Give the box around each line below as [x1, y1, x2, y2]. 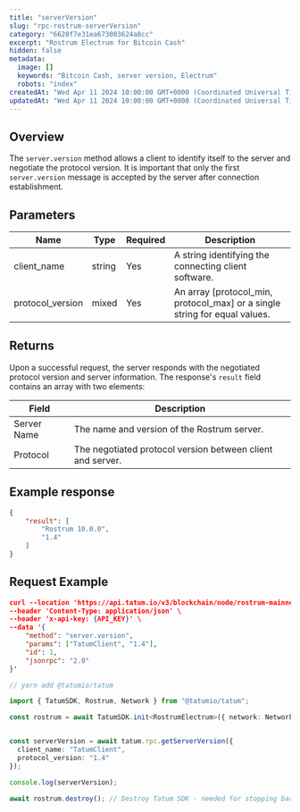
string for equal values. [173, 308, 271, 320]
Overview [9, 129, 65, 144]
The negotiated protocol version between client [74, 443, 273, 456]
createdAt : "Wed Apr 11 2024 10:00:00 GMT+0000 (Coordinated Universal [9, 88, 281, 96]
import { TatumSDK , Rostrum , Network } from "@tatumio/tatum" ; [9, 697, 250, 706]
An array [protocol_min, [173, 286, 273, 297]
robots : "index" [17, 80, 78, 88]
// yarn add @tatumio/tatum [9, 681, 114, 690]
